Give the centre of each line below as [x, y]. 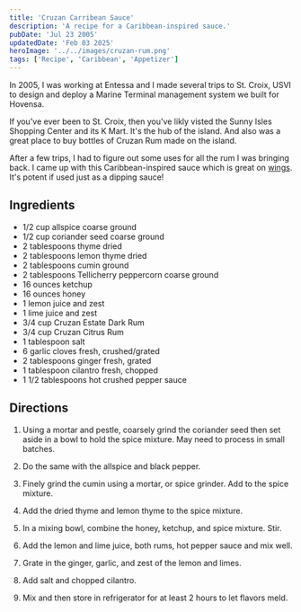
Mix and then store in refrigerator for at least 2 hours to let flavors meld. [155, 598]
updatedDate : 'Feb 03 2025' [62, 43]
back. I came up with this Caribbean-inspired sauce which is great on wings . [151, 168]
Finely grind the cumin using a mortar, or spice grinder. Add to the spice [155, 483]
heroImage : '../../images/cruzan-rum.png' [90, 51]
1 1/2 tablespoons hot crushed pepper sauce [104, 379]
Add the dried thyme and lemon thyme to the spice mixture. [133, 510]
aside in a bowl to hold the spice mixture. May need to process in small [154, 439]
